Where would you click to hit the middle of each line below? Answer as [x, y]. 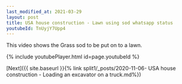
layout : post [23, 17]
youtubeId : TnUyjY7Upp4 [36, 28]
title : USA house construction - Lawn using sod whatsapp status [89, 23]
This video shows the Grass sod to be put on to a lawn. [74, 45]
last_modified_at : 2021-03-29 [44, 12]
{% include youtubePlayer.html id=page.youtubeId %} [73, 57]
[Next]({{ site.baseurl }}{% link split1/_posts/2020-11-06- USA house [91, 69]
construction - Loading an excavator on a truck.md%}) [74, 74]
